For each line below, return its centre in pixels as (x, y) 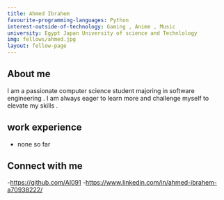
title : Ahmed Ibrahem (39, 14)
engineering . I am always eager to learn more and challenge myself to (108, 98)
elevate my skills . (33, 106)
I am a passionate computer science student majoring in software (101, 90)
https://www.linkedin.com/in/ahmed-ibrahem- (152, 183)
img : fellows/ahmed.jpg (42, 40)
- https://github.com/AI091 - (47, 183)
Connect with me (45, 166)
